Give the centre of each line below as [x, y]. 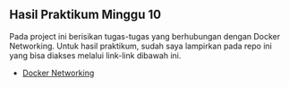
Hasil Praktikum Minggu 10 [85, 15]
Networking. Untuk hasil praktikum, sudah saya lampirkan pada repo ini [141, 46]
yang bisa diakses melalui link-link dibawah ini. [95, 55]
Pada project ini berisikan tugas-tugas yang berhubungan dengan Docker [145, 36]
